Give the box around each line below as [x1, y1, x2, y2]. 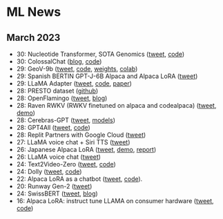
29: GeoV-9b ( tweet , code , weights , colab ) [16, 65, 138, 73]
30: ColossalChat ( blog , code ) [16, 57, 102, 66]
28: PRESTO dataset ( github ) [16, 87, 99, 95]
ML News [6, 4, 61, 20]
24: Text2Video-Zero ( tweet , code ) [16, 160, 117, 168]
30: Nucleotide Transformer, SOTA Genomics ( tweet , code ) [16, 50, 185, 58]
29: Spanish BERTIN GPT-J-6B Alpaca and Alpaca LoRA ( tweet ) [16, 72, 198, 80]
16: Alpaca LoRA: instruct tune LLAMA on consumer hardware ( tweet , [16, 197, 215, 204]
